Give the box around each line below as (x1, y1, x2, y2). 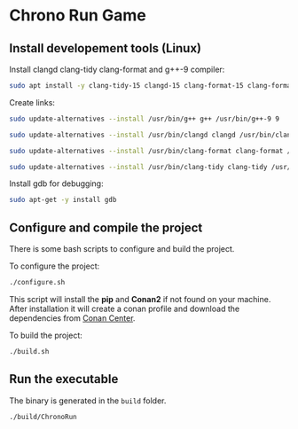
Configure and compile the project (9, 220, 203, 235)
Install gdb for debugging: (9, 178, 104, 189)
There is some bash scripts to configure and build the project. (9, 244, 235, 254)
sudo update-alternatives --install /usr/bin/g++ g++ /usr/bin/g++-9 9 (9, 114, 279, 123)
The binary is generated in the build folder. (9, 395, 167, 406)
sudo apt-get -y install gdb (9, 196, 117, 205)
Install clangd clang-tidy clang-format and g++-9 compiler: (9, 64, 225, 74)
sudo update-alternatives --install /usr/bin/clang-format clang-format (9, 146, 284, 155)
